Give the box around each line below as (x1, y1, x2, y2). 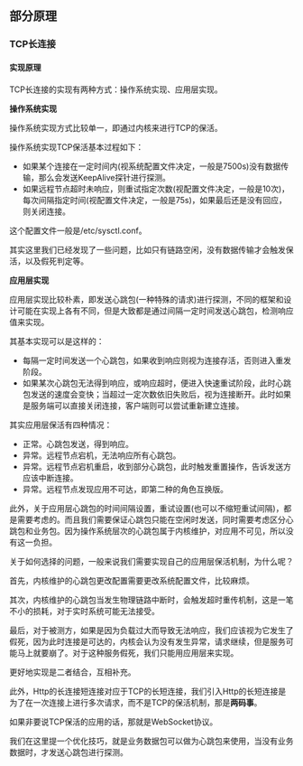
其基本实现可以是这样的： (9, 335, 105, 346)
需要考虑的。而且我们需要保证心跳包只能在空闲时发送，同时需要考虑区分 (16, 514, 286, 525)
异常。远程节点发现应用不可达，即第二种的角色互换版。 (22, 483, 228, 494)
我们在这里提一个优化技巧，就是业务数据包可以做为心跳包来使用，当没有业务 (9, 735, 294, 746)
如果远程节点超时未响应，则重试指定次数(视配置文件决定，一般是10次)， (22, 183, 290, 194)
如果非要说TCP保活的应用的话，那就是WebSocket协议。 (9, 716, 218, 727)
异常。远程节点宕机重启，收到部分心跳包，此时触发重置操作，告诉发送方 (22, 461, 291, 472)
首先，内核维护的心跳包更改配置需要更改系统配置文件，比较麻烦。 (9, 574, 254, 585)
